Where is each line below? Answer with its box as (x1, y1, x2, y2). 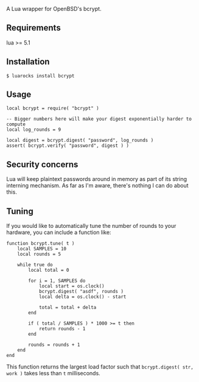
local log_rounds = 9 (6, 127, 61, 133)
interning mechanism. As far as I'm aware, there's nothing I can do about (6, 182, 189, 189)
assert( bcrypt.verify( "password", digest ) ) (6, 143, 130, 149)
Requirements (6, 23, 61, 33)
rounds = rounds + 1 (28, 342, 80, 348)
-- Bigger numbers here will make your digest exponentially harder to (6, 116, 192, 122)
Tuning (6, 206, 33, 216)
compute (6, 121, 26, 127)
